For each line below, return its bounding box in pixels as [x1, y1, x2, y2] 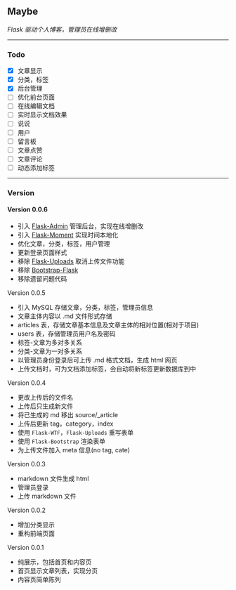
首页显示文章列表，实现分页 [17, 566, 98, 575]
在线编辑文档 [17, 102, 55, 110]
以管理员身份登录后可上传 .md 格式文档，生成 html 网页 [17, 355, 178, 364]
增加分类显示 [17, 520, 55, 529]
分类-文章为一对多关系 [17, 347, 83, 355]
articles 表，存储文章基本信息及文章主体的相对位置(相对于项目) [17, 320, 199, 329]
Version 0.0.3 [7, 459, 46, 468]
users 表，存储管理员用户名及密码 [17, 329, 116, 338]
